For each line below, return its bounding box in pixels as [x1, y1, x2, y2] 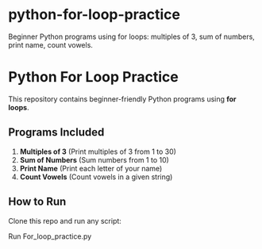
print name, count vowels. [8, 40, 94, 49]
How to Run [8, 195, 67, 209]
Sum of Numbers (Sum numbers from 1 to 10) [19, 155, 169, 164]
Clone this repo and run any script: [8, 216, 121, 225]
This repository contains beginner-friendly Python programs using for [8, 94, 237, 104]
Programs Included [8, 125, 105, 140]
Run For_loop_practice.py [8, 232, 92, 241]
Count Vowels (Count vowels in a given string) [19, 172, 173, 182]
